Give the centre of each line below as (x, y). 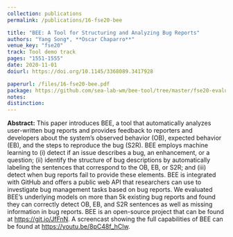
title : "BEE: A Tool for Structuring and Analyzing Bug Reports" (103, 33)
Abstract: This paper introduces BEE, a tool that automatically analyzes (109, 123)
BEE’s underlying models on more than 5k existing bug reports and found (112, 197)
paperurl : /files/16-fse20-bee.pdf (59, 84)
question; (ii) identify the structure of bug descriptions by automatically (109, 160)
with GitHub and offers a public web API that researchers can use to (104, 182)
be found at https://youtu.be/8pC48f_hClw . (69, 227)
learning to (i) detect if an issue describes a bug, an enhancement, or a (109, 153)
